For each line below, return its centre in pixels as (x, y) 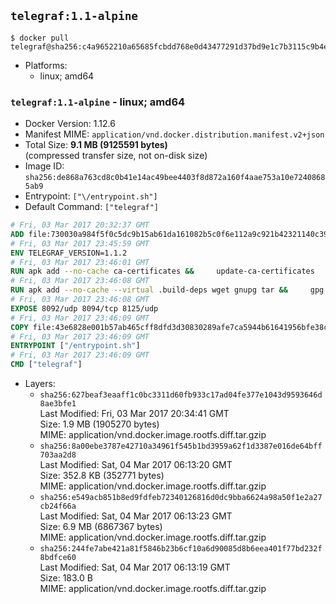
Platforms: (46, 65)
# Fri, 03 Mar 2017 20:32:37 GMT (80, 225)
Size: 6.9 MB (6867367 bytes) (101, 527)
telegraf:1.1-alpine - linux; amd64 (98, 102)
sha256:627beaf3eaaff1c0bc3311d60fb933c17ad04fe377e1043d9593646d (181, 395)
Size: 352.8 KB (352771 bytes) (102, 476)
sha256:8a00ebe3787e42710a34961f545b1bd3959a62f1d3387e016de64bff (181, 446)
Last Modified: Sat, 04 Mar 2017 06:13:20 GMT (136, 465)
